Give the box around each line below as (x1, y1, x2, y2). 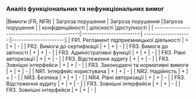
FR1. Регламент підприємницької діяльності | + (71, 37, 189, 44)
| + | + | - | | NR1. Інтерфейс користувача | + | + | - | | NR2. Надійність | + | (6, 68, 188, 75)
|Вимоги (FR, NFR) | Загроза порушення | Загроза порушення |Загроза (6, 18, 183, 25)
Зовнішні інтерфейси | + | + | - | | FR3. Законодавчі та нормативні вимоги (6, 62, 189, 69)
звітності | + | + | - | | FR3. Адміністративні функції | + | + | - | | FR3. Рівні (6, 49, 186, 56)
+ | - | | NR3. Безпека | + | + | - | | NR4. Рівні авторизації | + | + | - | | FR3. (6, 74, 186, 81)
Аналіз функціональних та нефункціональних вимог (6, 5, 164, 13)
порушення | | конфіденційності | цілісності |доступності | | (6, 24, 154, 31)
